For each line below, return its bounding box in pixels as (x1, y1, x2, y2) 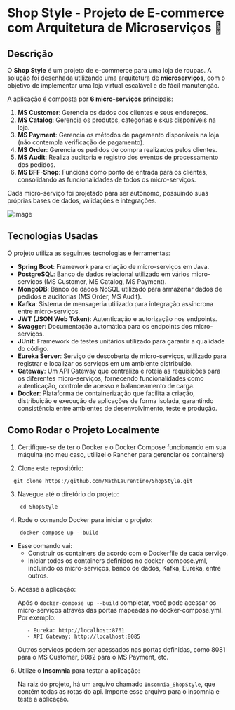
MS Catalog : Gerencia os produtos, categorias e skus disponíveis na (17, 116, 216, 124)
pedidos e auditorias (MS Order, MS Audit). (17, 292, 142, 301)
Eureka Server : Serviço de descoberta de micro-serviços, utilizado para (17, 352, 227, 360)
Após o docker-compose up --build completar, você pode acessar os (17, 598, 217, 607)
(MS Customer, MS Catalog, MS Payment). (43, 277, 167, 285)
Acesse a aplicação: (17, 585, 76, 593)
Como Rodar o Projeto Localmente (7, 424, 160, 436)
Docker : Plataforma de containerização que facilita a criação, (17, 389, 195, 397)
